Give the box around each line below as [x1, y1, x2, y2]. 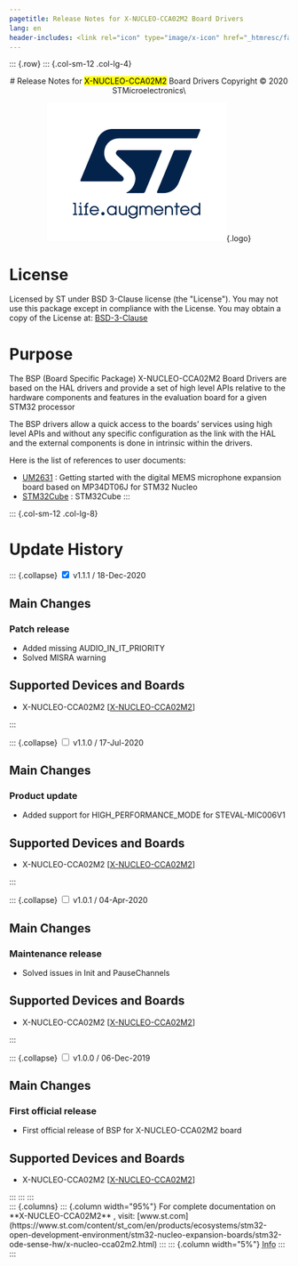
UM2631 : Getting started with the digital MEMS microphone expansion [21, 472, 282, 483]
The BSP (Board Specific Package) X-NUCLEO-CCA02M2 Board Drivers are [9, 374, 287, 384]
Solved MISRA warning [21, 652, 106, 663]
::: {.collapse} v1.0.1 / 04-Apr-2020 [9, 895, 148, 906]
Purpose [9, 343, 74, 364]
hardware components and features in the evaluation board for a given [9, 392, 268, 403]
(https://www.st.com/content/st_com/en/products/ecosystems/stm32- [9, 1220, 268, 1231]
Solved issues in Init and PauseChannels [21, 967, 170, 978]
